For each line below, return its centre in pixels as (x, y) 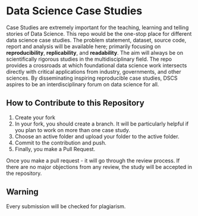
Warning (22, 192)
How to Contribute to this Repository (75, 103)
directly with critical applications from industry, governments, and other (94, 71)
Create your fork (35, 117)
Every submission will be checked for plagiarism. (66, 206)
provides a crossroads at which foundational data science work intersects (97, 65)
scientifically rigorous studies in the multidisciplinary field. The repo (89, 59)
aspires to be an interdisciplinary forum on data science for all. (83, 84)
